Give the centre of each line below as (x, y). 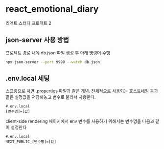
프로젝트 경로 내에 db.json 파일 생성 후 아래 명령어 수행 (58, 53)
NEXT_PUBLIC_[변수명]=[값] (31, 142)
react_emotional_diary (52, 9)
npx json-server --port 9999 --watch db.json (53, 62)
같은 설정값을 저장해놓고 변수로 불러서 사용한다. (51, 97)
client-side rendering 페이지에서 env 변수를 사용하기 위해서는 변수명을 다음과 (80, 121)
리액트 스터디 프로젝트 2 (29, 23)
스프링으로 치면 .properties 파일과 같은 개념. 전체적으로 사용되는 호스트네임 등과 (82, 91)
